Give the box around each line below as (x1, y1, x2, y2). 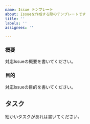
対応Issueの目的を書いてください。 (5, 84, 76, 90)
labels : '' (5, 21, 27, 26)
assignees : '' (5, 25, 34, 30)
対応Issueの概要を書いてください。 (5, 59, 76, 64)
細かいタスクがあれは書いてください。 (5, 113, 82, 120)
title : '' (5, 16, 25, 21)
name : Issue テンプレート (5, 7, 53, 12)
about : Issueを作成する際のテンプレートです (5, 12, 86, 17)
